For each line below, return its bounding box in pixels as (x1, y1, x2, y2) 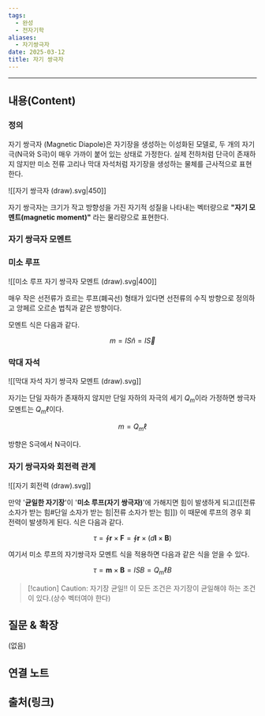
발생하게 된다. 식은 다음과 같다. (28, 517, 124, 527)
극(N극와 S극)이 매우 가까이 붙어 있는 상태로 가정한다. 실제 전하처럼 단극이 (8, 149, 235, 159)
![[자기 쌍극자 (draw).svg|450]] (8, 186, 106, 195)
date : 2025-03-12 (8, 48, 65, 56)
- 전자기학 (15, 26, 45, 34)
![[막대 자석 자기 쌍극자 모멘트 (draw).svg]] (8, 377, 142, 386)
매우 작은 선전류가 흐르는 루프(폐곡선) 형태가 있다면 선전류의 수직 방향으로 (8, 293, 234, 302)
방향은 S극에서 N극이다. (8, 440, 81, 449)
